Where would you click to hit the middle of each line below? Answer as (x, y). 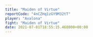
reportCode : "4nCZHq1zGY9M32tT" (38, 14)
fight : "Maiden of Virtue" (32, 23)
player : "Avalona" (24, 18)
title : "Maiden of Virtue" (32, 9)
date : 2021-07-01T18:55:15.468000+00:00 (47, 27)
